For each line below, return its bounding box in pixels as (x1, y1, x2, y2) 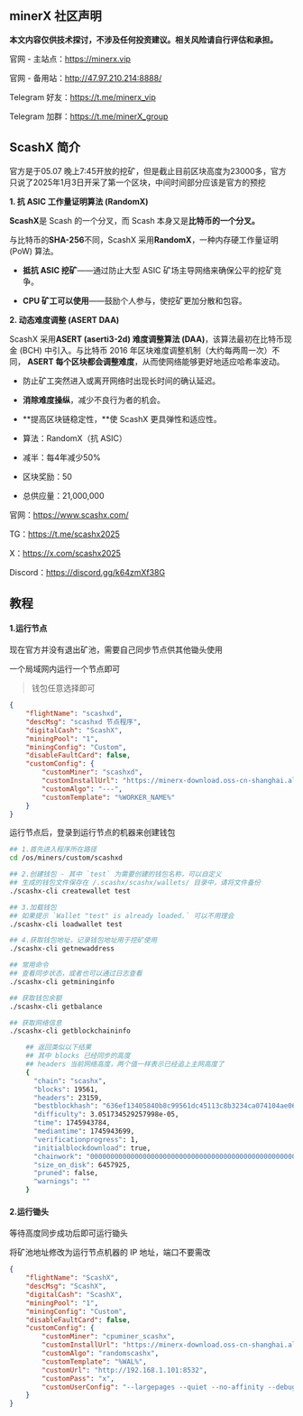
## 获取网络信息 (9, 1018, 62, 1027)
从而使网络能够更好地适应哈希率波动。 (142, 355, 285, 367)
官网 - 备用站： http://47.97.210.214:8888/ (9, 72, 162, 83)
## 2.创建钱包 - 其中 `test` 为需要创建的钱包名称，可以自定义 (9, 869, 223, 879)
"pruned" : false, (32, 1169, 99, 1178)
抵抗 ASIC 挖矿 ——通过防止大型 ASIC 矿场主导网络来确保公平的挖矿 (22, 264, 274, 275)
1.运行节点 (9, 622, 48, 633)
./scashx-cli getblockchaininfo (9, 1026, 131, 1035)
